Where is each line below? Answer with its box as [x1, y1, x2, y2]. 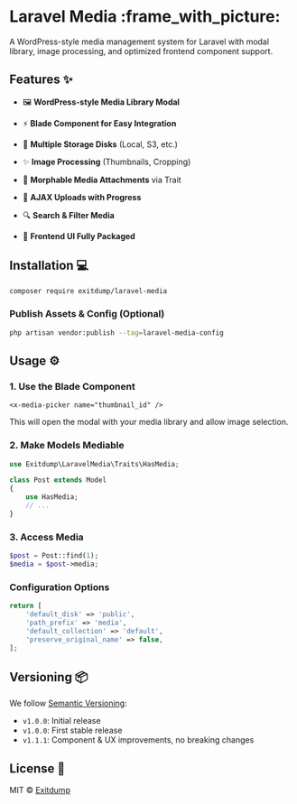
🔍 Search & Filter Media [22, 209, 115, 220]
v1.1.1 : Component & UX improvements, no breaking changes [22, 735, 255, 745]
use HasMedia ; [25, 493, 79, 502]
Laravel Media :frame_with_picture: [9, 6, 281, 27]
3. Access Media [9, 531, 84, 543]
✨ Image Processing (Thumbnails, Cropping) [22, 156, 191, 167]
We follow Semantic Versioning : [9, 698, 128, 709]
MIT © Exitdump [9, 785, 70, 796]
